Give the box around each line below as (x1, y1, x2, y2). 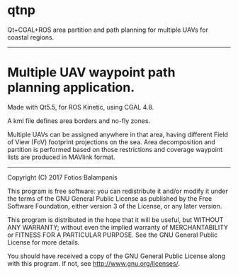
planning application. (7, 80, 135, 95)
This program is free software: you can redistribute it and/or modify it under (7, 187, 228, 195)
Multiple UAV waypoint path (7, 64, 176, 81)
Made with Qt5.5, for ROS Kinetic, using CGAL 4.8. (7, 103, 154, 111)
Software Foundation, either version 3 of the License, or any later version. (7, 201, 222, 210)
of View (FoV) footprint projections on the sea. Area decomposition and (7, 137, 216, 146)
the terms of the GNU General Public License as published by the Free (7, 194, 212, 203)
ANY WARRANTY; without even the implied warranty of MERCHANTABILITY (7, 223, 229, 231)
